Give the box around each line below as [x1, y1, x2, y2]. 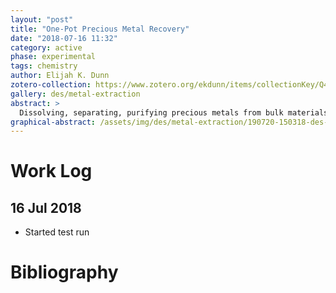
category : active [10, 42, 83, 53]
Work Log [10, 160, 93, 183]
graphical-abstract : [10, 117, 97, 127]
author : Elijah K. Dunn [10, 71, 110, 81]
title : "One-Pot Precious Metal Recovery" [10, 24, 190, 34]
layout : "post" [10, 14, 74, 25]
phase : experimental [10, 52, 97, 62]
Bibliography [10, 261, 119, 284]
